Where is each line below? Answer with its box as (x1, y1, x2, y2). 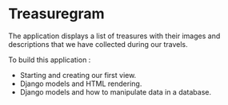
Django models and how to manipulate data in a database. (19, 87, 212, 96)
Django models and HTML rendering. (19, 79, 142, 88)
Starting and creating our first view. (19, 70, 137, 80)
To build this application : (8, 55, 91, 64)
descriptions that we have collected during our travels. (8, 39, 188, 49)
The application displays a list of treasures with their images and (8, 31, 221, 41)
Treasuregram (8, 5, 106, 23)
